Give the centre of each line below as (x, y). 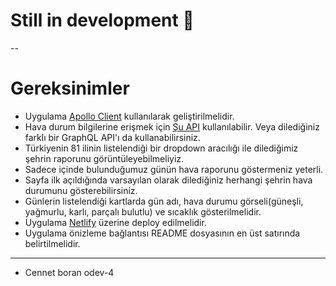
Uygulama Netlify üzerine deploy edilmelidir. (115, 222)
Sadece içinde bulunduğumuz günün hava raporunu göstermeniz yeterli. (174, 169)
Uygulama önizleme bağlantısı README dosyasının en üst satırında (162, 233)
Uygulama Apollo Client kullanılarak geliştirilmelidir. (129, 116)
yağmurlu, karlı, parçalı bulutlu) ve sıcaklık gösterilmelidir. (143, 211)
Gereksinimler (70, 88)
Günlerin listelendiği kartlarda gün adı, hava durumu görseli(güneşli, (164, 201)
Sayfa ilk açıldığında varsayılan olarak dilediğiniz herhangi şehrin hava (168, 180)
